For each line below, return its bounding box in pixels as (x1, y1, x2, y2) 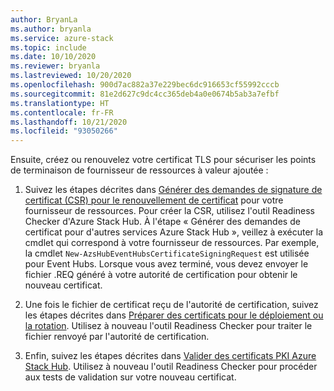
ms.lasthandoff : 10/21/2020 (10, 117, 128, 127)
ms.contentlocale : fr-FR (10, 107, 114, 118)
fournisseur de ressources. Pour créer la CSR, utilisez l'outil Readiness (24, 205, 315, 217)
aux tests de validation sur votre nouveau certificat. (24, 371, 237, 383)
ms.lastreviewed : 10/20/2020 (10, 71, 132, 81)
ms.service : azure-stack (10, 33, 114, 43)
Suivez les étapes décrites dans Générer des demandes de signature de (24, 184, 323, 196)
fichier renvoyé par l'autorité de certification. (24, 331, 210, 343)
